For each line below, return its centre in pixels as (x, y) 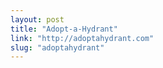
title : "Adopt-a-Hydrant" (64, 29)
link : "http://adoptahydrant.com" (82, 38)
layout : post (37, 19)
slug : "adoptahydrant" (57, 47)
